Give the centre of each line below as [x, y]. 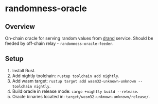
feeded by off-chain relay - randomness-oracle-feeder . [59, 43]
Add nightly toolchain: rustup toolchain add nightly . [66, 76]
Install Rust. [24, 70]
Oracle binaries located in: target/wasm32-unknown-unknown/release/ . [81, 96]
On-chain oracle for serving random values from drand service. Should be [79, 38]
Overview [20, 27]
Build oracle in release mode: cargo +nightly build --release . [75, 91]
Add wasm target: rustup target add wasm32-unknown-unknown [74, 81]
